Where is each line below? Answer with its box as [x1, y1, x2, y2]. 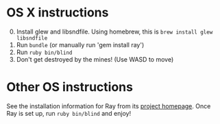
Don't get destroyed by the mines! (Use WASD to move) [16, 55, 174, 63]
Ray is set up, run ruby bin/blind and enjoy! [6, 109, 132, 117]
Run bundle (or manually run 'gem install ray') [16, 40, 145, 49]
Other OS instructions [6, 79, 133, 95]
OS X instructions [6, 5, 109, 21]
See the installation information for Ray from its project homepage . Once [6, 101, 211, 110]
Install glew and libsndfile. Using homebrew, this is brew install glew [16, 27, 213, 36]
